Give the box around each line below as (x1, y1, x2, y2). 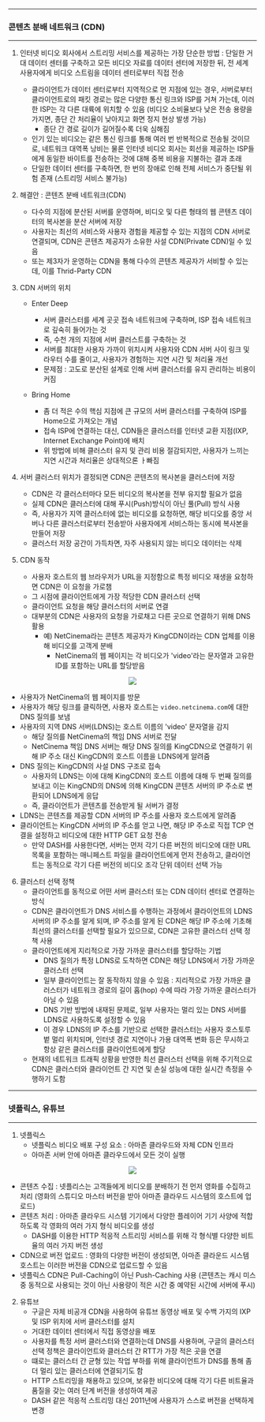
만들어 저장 (31, 529, 65, 538)
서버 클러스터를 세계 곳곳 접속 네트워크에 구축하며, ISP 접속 (43, 315, 225, 324)
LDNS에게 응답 (52, 791, 99, 801)
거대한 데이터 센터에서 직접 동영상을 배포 (31, 1327, 156, 1336)
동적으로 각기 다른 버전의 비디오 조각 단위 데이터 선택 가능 (46, 860, 223, 870)
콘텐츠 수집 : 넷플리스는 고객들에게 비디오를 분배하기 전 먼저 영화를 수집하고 (19, 1181, 252, 1191)
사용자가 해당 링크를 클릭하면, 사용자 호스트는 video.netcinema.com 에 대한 (19, 702, 249, 712)
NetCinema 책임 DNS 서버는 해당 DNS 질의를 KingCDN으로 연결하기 (31, 742, 244, 751)
